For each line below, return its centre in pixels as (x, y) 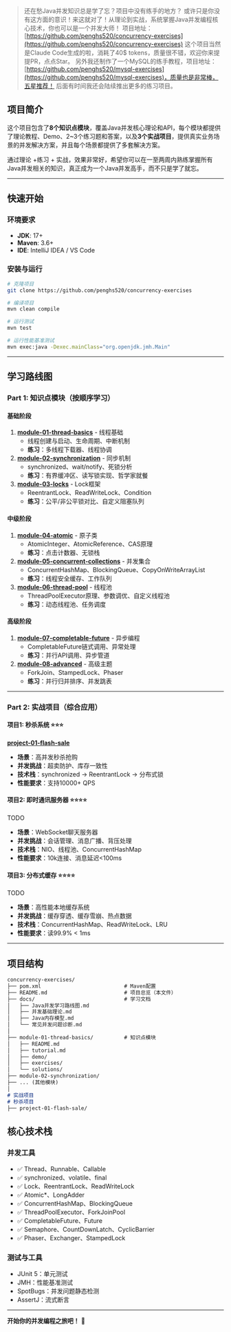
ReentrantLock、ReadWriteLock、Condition (89, 493)
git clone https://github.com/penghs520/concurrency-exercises (100, 290)
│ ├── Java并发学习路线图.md (48, 1006)
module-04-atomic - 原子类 (57, 535)
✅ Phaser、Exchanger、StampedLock (71, 1238)
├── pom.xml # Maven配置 (81, 986)
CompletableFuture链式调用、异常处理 (81, 646)
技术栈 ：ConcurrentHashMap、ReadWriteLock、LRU (92, 925)
